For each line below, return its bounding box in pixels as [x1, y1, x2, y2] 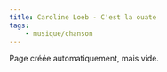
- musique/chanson [25, 29, 93, 38]
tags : [9, 21, 29, 30]
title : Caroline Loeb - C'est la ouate [9, 12, 157, 22]
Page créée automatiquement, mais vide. [9, 54, 160, 64]
